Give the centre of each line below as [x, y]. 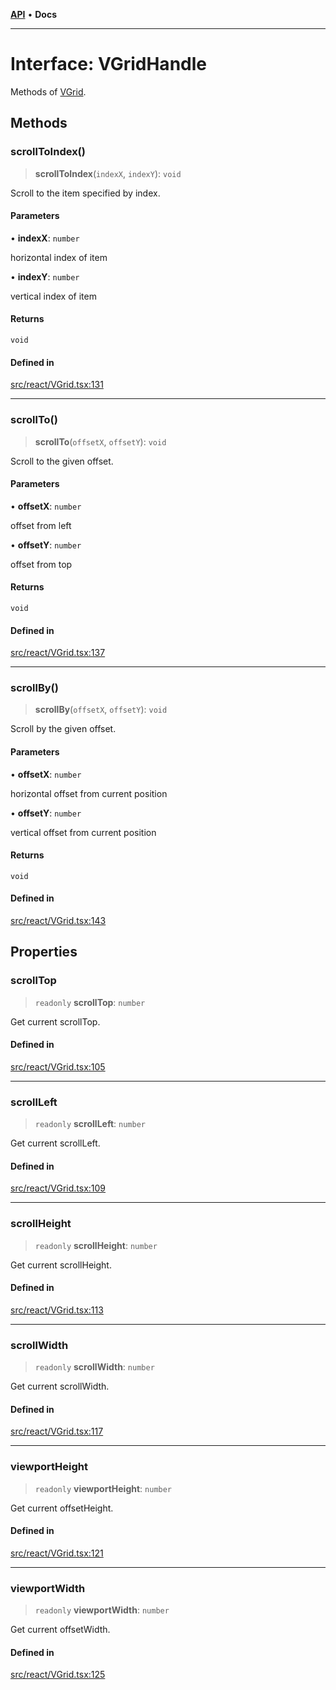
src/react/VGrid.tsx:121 [57, 1553]
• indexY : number [45, 276]
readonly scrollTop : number [90, 1002]
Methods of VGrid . [48, 91]
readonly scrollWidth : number [94, 1367]
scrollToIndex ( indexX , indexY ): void [108, 173]
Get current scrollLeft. [55, 1143]
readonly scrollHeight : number [96, 1245]
